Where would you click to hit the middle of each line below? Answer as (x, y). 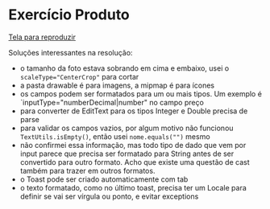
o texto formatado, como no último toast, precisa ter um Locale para (133, 187)
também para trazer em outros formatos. (87, 170)
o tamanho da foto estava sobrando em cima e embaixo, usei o (125, 68)
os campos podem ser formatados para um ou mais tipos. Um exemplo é (141, 93)
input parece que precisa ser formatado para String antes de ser (127, 154)
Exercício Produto (69, 15)
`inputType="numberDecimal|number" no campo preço (112, 102)
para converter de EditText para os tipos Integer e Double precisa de (134, 111)
